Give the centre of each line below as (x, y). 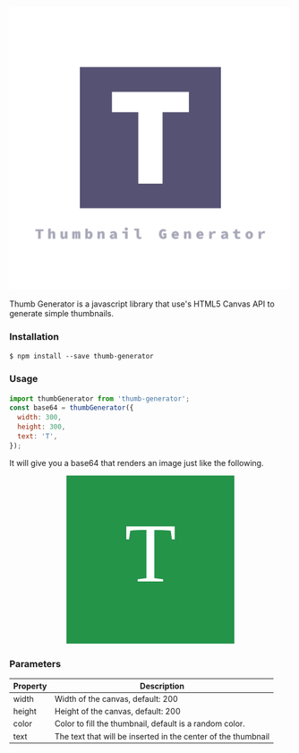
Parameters (35, 663)
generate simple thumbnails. (62, 313)
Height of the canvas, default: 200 (118, 712)
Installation (34, 336)
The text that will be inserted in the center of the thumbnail (162, 736)
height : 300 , (42, 427)
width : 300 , (40, 418)
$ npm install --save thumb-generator (81, 357)
